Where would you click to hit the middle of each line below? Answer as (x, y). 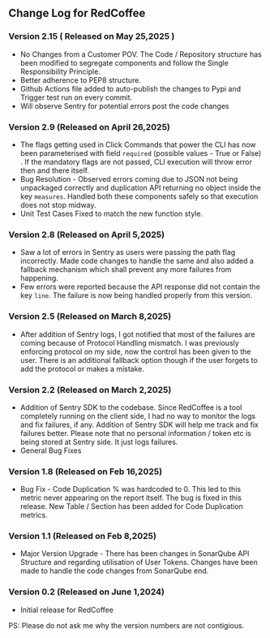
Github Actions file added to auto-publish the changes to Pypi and (131, 88)
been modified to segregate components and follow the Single (124, 63)
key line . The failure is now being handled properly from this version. (136, 295)
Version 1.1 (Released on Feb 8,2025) (82, 537)
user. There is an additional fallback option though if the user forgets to (139, 360)
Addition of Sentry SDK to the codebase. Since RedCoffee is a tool (131, 407)
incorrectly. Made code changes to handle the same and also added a (137, 261)
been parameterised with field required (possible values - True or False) (141, 153)
